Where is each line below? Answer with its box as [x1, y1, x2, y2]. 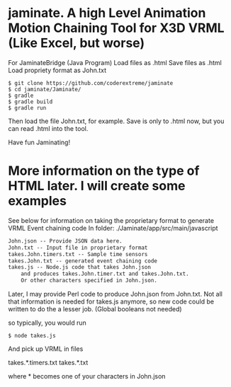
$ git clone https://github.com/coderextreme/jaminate [8, 79, 174, 86]
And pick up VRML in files [8, 345, 84, 353]
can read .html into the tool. [8, 124, 89, 132]
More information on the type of [8, 163, 200, 179]
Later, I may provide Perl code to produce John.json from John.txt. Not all [8, 290, 222, 298]
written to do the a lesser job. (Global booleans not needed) [8, 305, 183, 313]
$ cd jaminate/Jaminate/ [8, 86, 81, 93]
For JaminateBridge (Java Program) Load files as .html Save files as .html [8, 58, 222, 67]
